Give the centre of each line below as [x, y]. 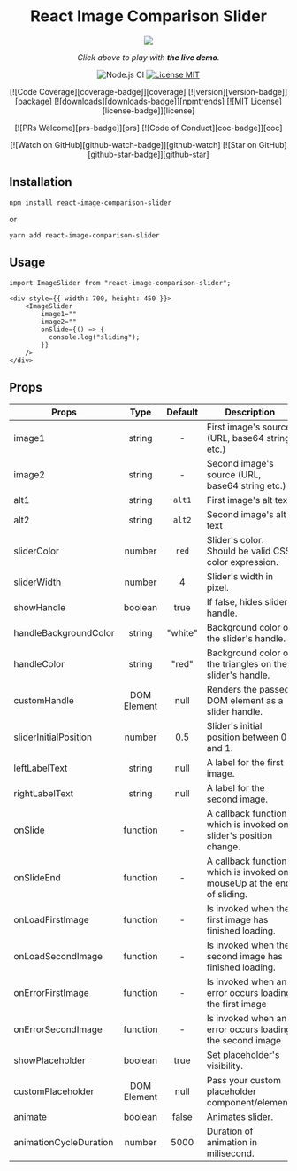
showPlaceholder [49, 1060]
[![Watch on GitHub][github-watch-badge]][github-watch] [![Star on [133, 144]
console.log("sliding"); [94, 337]
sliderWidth [38, 582]
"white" [182, 633]
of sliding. [227, 895]
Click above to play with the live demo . [148, 57]
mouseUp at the [240, 883]
